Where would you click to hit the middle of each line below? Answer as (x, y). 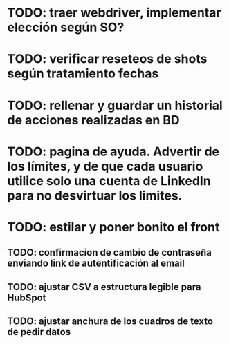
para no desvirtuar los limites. (95, 195)
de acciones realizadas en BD (93, 120)
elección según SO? (66, 27)
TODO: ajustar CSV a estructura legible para (104, 287)
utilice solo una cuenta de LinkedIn (109, 181)
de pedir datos (39, 332)
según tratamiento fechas (83, 74)
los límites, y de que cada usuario (105, 166)
